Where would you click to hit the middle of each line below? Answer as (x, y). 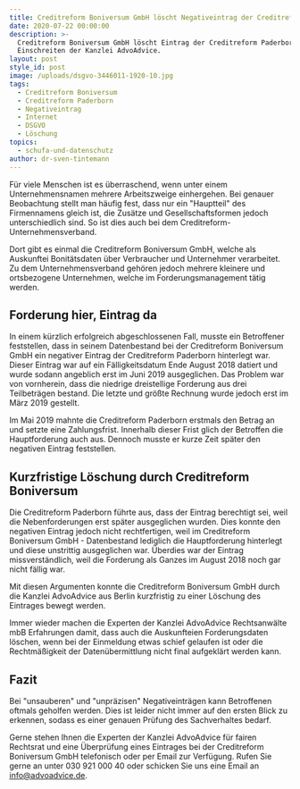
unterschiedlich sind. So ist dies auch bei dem (94, 222)
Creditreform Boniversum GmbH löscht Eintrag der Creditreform (137, 42)
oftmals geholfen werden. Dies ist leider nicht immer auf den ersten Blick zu (149, 710)
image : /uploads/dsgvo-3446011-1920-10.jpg (92, 76)
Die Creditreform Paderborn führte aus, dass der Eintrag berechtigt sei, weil (149, 512)
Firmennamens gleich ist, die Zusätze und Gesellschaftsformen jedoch (139, 213)
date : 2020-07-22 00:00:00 (59, 26)
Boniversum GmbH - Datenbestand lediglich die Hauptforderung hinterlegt (146, 541)
